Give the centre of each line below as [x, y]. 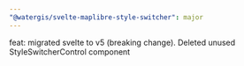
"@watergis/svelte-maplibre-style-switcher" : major [106, 17]
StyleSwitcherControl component [70, 51]
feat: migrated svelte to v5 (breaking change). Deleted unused [122, 42]
